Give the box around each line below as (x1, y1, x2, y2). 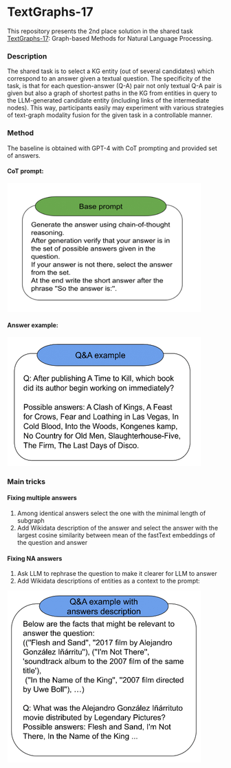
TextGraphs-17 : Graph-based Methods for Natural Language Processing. (7, 34, 213, 42)
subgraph (16, 517, 45, 525)
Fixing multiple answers (7, 494, 77, 502)
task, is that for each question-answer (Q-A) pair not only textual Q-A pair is (7, 82, 222, 90)
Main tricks (7, 477, 46, 486)
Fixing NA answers (7, 554, 63, 562)
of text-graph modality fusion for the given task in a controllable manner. (7, 111, 213, 119)
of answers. (7, 151, 41, 159)
